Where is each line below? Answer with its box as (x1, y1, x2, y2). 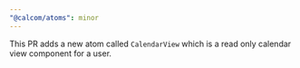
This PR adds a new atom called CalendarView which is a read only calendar (9, 38, 292, 49)
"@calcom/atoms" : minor (9, 13, 100, 23)
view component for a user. (9, 47, 111, 59)
